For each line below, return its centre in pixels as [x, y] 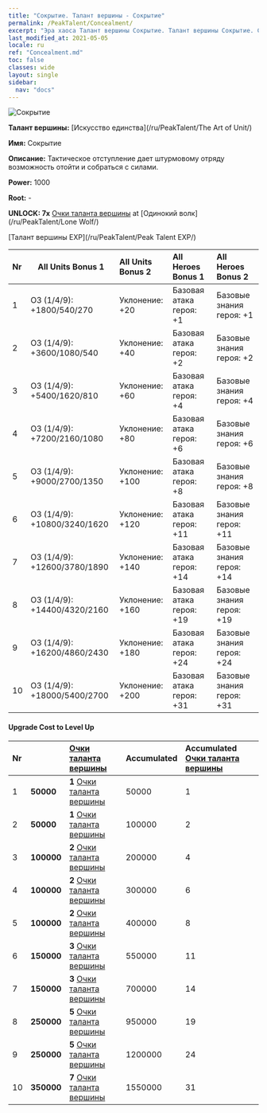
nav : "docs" [35, 90]
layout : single [33, 75]
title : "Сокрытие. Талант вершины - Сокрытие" [87, 16]
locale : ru [26, 45]
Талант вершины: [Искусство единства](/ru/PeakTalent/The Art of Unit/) [130, 127]
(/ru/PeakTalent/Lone [43, 222]
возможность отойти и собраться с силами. [83, 167]
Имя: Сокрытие [35, 143]
